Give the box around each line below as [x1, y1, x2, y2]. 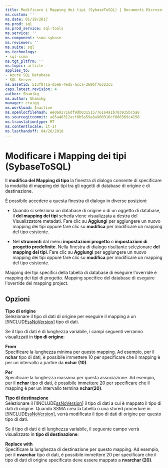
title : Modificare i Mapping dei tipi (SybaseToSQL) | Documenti [5, 7, 144, 13]
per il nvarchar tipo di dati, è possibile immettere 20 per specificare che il [5, 452, 156, 458]
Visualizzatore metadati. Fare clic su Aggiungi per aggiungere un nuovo [12, 218, 161, 224]
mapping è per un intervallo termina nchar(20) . [5, 385, 102, 391]
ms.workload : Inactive [5, 105, 52, 110]
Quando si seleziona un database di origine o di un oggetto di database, [12, 208, 161, 214]
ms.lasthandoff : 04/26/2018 [5, 128, 64, 133]
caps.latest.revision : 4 [5, 86, 57, 92]
